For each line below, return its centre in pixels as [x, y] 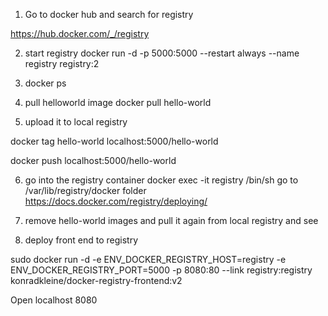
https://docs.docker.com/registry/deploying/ [116, 201]
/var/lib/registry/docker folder [85, 190]
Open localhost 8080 [54, 300]
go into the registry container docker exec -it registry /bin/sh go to [161, 180]
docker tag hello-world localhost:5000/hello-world [114, 141]
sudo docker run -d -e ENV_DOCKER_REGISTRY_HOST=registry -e [148, 259]
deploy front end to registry [81, 240]
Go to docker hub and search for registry [109, 14]
